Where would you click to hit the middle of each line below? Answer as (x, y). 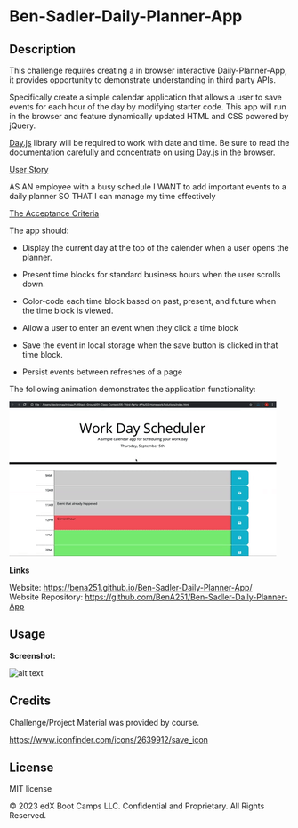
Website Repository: (46, 597)
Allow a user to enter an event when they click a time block (130, 328)
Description (42, 49)
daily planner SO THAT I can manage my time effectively (113, 196)
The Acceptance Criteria (54, 213)
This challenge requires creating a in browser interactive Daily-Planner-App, (148, 70)
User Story (29, 169)
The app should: (39, 230)
